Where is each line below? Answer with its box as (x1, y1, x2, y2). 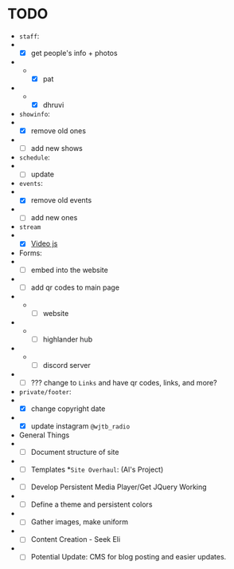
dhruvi (42, 101, 64, 110)
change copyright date (30, 404, 106, 413)
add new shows (30, 144, 83, 153)
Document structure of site (30, 448, 119, 456)
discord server (42, 360, 91, 369)
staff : (18, 31, 40, 41)
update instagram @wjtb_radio (30, 421, 131, 431)
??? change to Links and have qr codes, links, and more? (30, 377, 217, 387)
